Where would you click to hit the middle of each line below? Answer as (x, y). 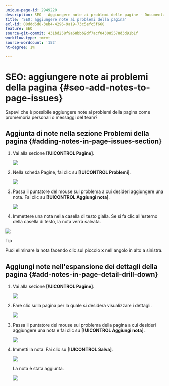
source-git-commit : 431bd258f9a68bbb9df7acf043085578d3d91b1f (72, 33)
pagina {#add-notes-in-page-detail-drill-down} (82, 274)
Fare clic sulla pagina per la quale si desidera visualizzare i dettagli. (82, 306)
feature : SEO (19, 29)
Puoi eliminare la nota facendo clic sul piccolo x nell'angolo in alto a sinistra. (84, 250)
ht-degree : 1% (20, 47)
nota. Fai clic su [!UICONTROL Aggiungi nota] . (61, 197)
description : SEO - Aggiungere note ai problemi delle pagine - (74, 15)
